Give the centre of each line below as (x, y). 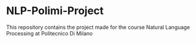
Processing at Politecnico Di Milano (49, 33)
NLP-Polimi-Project (55, 11)
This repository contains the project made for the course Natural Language (98, 27)
